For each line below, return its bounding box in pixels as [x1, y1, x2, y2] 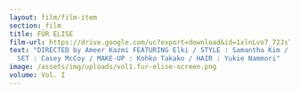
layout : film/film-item [9, 12, 98, 22]
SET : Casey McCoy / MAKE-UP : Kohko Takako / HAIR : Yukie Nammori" [17, 54, 280, 63]
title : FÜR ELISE [9, 29, 74, 38]
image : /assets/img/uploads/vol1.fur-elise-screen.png [9, 63, 217, 72]
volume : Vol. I [9, 71, 66, 80]
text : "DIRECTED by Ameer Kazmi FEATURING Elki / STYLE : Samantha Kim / [9, 46, 289, 55]
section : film [9, 21, 62, 30]
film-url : [9, 37, 46, 47]
